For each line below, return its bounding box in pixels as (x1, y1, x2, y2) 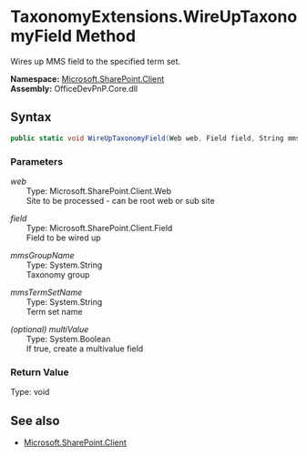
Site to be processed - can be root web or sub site (26, 195, 215, 206)
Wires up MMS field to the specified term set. (10, 56, 181, 66)
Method (75, 25, 136, 46)
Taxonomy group (26, 269, 90, 279)
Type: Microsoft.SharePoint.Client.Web (26, 185, 172, 197)
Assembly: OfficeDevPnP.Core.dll (10, 83, 138, 94)
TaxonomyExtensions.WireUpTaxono (10, 6, 298, 27)
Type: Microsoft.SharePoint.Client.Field (26, 222, 173, 233)
